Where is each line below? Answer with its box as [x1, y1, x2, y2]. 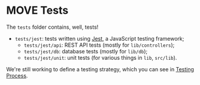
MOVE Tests [6, 4, 69, 17]
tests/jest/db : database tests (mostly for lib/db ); [23, 47, 148, 54]
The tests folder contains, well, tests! [6, 23, 99, 31]
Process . [6, 72, 28, 79]
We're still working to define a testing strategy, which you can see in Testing [6, 65, 195, 72]
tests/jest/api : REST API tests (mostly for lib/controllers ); [23, 41, 175, 48]
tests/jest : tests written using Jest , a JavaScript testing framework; [14, 35, 184, 42]
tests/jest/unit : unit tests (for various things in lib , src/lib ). [23, 54, 177, 61]
